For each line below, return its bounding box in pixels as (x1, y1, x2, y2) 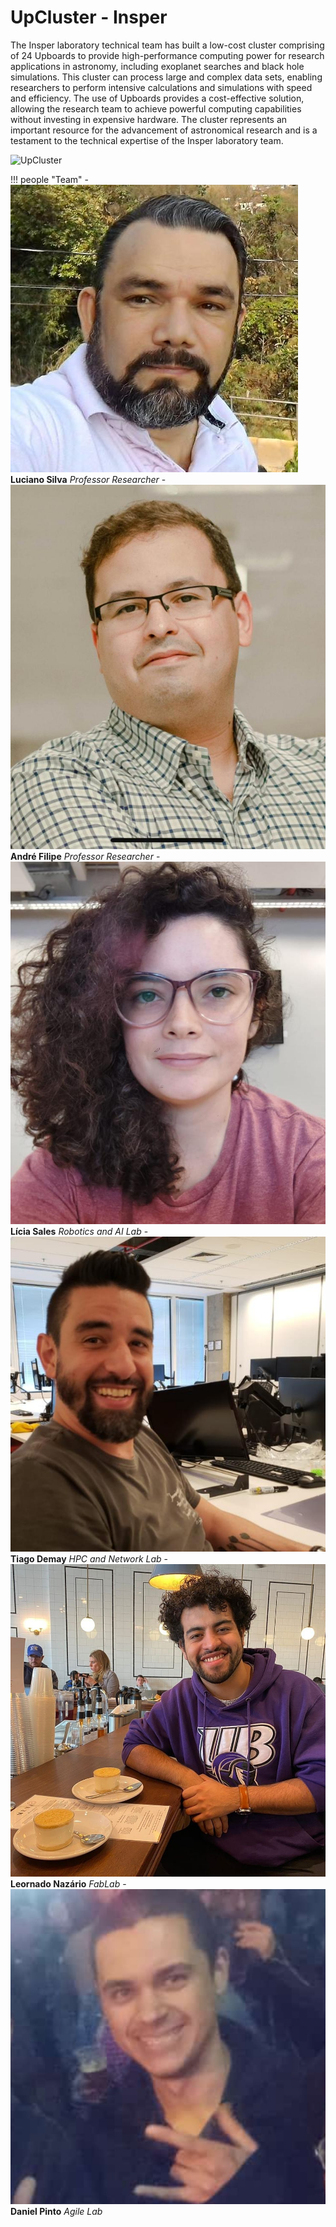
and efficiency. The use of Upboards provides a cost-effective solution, (10, 92, 305, 104)
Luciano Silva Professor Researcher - (10, 473, 167, 485)
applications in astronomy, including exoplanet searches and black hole (10, 60, 305, 72)
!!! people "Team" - (10, 173, 89, 185)
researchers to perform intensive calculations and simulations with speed (10, 81, 313, 93)
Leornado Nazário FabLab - (10, 1877, 127, 1890)
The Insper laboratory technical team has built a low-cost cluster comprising (10, 39, 325, 51)
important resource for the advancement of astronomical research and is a (10, 124, 318, 136)
